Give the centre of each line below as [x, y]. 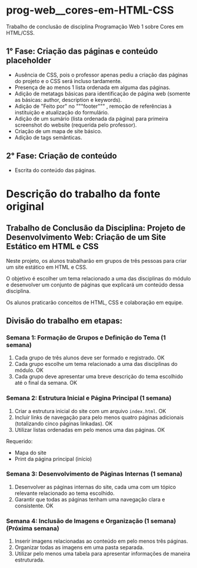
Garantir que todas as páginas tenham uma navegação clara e [90, 499]
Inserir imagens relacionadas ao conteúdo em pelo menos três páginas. [101, 541]
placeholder [29, 60]
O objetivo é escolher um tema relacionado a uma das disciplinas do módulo [98, 278]
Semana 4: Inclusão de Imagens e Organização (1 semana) [91, 521]
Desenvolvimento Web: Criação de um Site [86, 237]
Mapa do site [31, 453]
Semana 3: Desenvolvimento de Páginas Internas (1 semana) [94, 474]
